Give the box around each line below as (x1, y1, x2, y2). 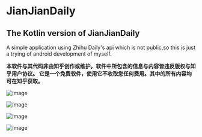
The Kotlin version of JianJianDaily (6, 28, 140, 38)
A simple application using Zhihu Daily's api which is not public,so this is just (6, 44, 195, 51)
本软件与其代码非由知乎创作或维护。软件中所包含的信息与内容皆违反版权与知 (6, 63, 196, 69)
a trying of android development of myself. (6, 50, 112, 57)
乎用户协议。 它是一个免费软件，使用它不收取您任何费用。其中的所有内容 (6, 70, 187, 77)
